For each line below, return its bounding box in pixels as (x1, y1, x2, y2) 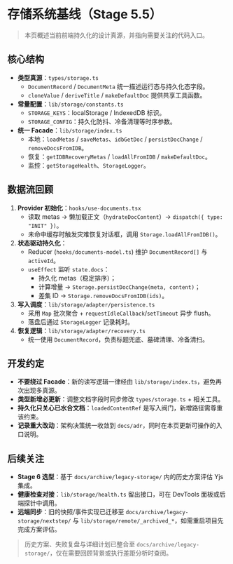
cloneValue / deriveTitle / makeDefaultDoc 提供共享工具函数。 (27, 90, 206, 99)
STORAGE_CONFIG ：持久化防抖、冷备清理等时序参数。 (27, 117, 176, 126)
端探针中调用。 (17, 499, 61, 507)
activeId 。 (27, 256, 59, 264)
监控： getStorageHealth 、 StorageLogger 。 (27, 161, 150, 169)
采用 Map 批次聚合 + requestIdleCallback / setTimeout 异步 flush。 (27, 309, 215, 317)
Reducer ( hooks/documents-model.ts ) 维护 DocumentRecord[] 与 (27, 247, 208, 256)
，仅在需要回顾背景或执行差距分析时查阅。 (50, 549, 173, 558)
